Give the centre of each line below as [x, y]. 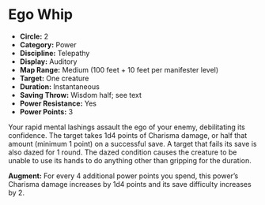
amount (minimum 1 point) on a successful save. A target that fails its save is [132, 143]
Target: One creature [54, 78]
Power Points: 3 [46, 111]
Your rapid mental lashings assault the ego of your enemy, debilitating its [127, 127]
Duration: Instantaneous [60, 86]
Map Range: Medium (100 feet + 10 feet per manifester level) [119, 69]
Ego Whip [41, 15]
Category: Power [48, 44]
